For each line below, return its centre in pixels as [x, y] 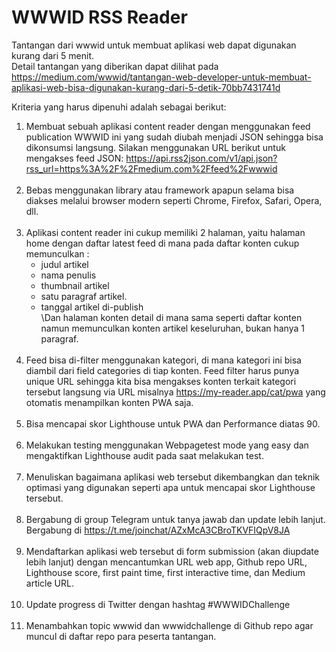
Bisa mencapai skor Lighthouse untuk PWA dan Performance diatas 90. [173, 423]
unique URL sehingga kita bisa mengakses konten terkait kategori [161, 381]
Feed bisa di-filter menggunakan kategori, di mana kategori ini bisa [163, 360]
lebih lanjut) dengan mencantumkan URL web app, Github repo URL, [166, 562]
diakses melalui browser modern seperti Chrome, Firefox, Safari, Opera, [174, 200]
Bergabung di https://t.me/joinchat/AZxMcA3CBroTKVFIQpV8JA [158, 530]
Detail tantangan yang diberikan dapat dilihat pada [115, 66]
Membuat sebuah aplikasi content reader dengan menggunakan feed [168, 126]
